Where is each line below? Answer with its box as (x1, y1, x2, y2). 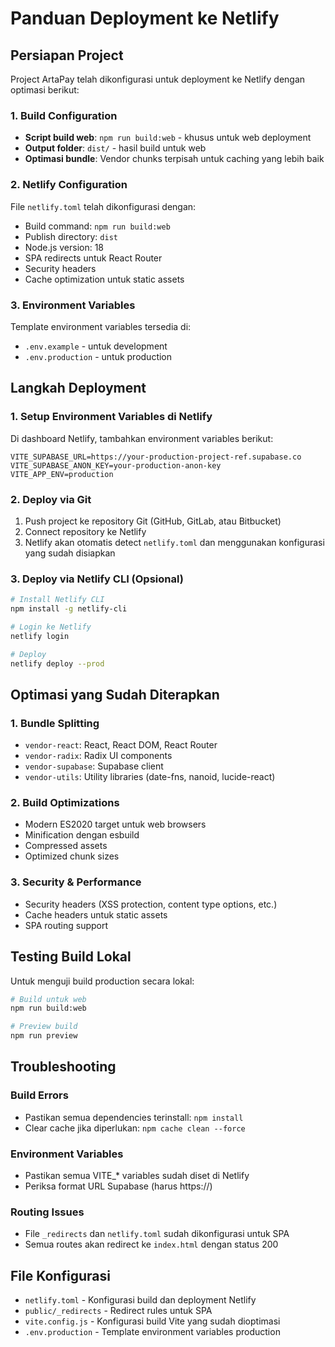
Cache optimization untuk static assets (24, 273, 185, 285)
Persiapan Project (10, 47, 124, 64)
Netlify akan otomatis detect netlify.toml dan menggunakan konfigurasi (24, 536, 325, 548)
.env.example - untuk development (24, 340, 168, 352)
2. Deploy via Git (10, 492, 92, 506)
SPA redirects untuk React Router (24, 252, 163, 264)
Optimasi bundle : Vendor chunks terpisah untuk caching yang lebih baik (24, 153, 325, 165)
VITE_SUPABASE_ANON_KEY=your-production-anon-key (10, 460, 222, 471)
